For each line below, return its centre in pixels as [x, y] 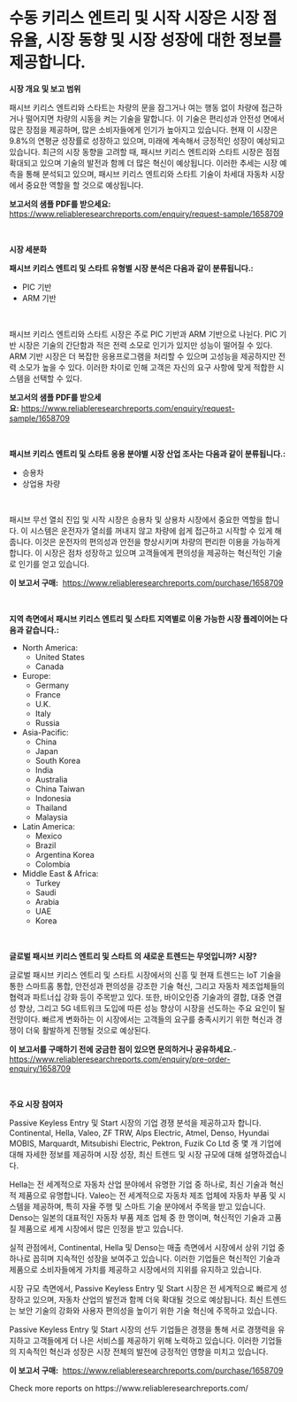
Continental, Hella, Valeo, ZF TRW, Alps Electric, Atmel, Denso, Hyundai [139, 1133]
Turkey [48, 883]
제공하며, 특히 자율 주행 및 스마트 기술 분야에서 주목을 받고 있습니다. [149, 1206]
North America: [49, 647]
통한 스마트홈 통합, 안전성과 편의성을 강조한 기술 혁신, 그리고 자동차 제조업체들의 [147, 985]
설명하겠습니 [265, 1154]
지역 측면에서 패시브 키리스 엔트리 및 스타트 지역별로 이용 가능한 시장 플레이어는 [144, 619]
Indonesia [53, 798]
